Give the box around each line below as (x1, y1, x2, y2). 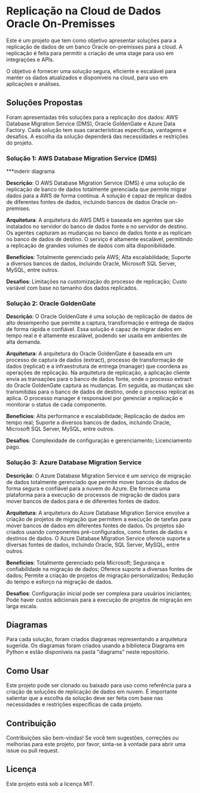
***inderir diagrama (6, 168, 55, 175)
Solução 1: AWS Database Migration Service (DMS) (6, 154, 157, 163)
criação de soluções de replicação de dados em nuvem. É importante (6, 688, 178, 695)
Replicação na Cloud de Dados (6, 4, 161, 18)
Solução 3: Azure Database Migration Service (6, 458, 142, 467)
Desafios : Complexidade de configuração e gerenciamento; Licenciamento (6, 437, 192, 444)
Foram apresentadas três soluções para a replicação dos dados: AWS (6, 113, 178, 121)
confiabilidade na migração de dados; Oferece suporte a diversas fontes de (6, 565, 193, 572)
